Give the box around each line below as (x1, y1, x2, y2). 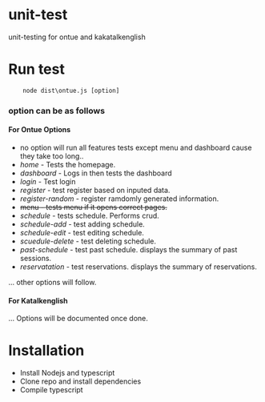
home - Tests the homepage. (19, 160, 116, 169)
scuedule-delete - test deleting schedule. (19, 236, 157, 246)
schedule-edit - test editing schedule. (19, 228, 144, 237)
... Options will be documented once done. (8, 314, 148, 324)
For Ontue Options (8, 125, 71, 135)
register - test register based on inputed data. (19, 186, 171, 195)
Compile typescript (19, 385, 83, 395)
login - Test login (19, 177, 76, 186)
